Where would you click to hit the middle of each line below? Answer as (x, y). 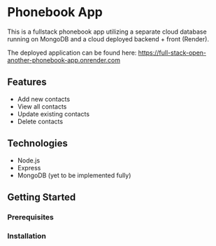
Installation (27, 235)
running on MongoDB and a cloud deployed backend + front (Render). (108, 39)
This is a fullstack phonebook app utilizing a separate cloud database (107, 32)
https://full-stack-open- (172, 53)
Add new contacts (44, 99)
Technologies (38, 143)
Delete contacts (40, 121)
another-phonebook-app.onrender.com (64, 60)
